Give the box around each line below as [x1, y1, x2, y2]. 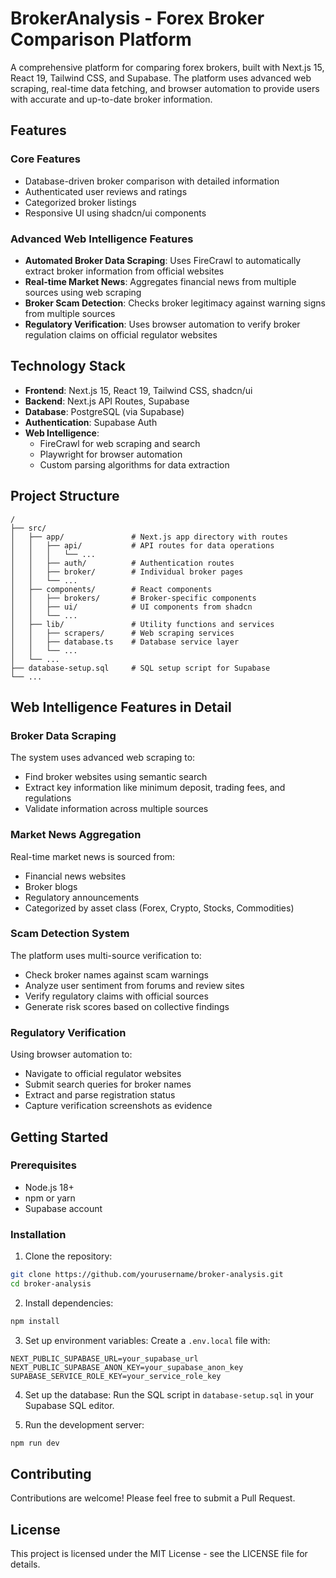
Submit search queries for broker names [24, 1078, 192, 1091]
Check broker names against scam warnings [24, 968, 209, 981]
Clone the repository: [24, 1250, 113, 1262]
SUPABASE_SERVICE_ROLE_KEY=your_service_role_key [10, 1371, 222, 1381]
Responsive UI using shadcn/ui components [24, 207, 207, 219]
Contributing [10, 1466, 92, 1482]
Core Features [10, 152, 81, 166]
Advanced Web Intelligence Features [10, 232, 194, 246]
